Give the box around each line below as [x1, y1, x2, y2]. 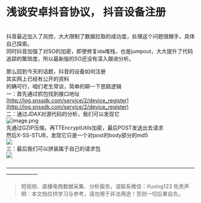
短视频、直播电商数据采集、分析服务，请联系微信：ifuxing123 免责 [20, 183, 184, 190]
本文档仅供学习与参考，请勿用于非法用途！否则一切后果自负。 [31, 190, 184, 197]
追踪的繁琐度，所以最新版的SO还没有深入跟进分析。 [6, 55, 135, 62]
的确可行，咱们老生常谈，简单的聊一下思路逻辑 [6, 82, 121, 90]
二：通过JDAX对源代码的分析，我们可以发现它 [6, 110, 120, 117]
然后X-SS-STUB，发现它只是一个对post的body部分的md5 [6, 131, 148, 139]
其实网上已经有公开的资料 [6, 75, 69, 82]
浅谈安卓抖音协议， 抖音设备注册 [6, 5, 166, 19]
